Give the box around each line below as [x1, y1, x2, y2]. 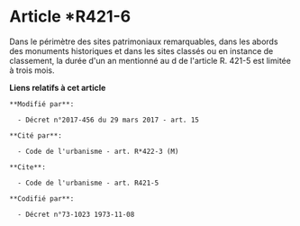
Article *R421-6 [9, 6, 132, 27]
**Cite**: [9, 162, 47, 172]
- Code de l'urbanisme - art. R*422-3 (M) [17, 147, 179, 156]
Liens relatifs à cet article [9, 82, 106, 93]
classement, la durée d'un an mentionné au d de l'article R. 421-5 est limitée [9, 55, 291, 66]
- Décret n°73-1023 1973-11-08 [17, 210, 135, 219]
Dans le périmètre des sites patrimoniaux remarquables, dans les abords [9, 36, 278, 47]
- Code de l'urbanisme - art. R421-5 [17, 178, 159, 187]
